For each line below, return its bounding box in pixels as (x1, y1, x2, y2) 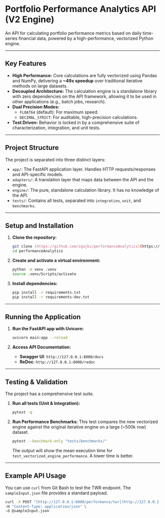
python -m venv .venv (12, 267, 56, 272)
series (5, 35, 18, 41)
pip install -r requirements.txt (12, 290, 81, 295)
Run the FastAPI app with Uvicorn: (12, 326, 84, 332)
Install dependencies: (12, 280, 58, 286)
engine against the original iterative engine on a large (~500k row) (12, 424, 146, 430)
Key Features (5, 59, 47, 68)
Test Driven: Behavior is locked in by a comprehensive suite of (12, 119, 140, 125)
